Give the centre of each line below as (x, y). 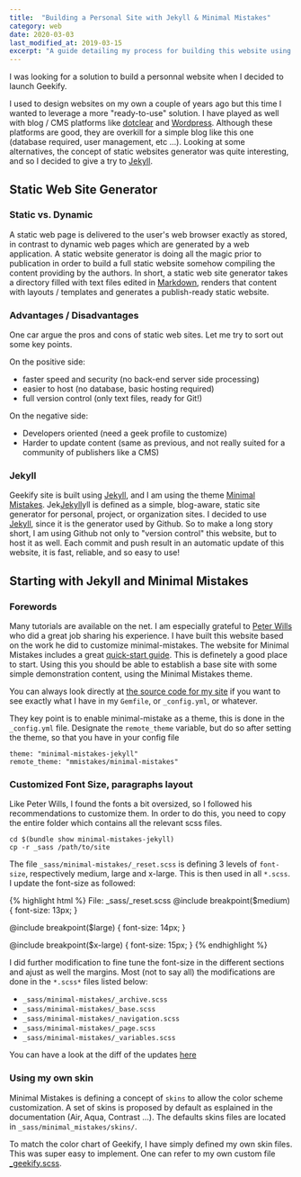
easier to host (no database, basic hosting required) (118, 389)
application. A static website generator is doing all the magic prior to (136, 254)
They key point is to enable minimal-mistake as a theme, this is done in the (147, 719)
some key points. (41, 345)
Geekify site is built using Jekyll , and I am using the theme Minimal (133, 495)
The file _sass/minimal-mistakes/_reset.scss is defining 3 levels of (133, 864)
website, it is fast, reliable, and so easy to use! (94, 553)
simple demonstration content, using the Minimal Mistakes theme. (131, 674)
